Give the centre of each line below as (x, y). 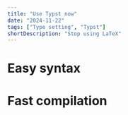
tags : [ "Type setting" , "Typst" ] (57, 27)
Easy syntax (44, 68)
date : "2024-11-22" (36, 20)
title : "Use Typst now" (42, 14)
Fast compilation (57, 101)
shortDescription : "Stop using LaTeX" (64, 34)
